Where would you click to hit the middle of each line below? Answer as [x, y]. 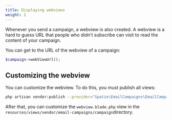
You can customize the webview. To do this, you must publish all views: [81, 88]
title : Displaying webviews [35, 10]
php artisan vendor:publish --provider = [49, 97]
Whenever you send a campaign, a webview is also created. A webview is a [85, 29]
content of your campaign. [33, 40]
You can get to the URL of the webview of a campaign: [63, 50]
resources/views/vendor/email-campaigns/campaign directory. [69, 112]
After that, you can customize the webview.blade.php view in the [72, 107]
